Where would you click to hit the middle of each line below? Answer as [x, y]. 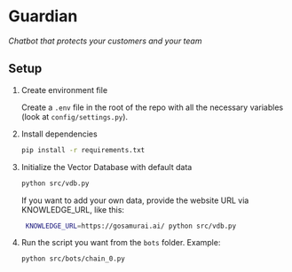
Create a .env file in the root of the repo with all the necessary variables [152, 107]
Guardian [43, 16]
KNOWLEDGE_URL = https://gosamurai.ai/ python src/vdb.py [131, 226]
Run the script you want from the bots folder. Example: [121, 243]
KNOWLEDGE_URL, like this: [73, 209]
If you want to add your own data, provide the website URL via [135, 200]
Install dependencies [59, 134]
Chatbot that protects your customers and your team [105, 41]
